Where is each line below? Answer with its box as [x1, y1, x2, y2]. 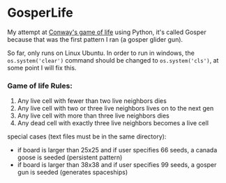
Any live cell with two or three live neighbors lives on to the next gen [17, 104, 214, 113]
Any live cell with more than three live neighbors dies [17, 111, 169, 120]
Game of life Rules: [7, 81, 73, 90]
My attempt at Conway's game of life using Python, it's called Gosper [7, 28, 207, 36]
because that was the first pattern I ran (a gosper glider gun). [7, 35, 183, 43]
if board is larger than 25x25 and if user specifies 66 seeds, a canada [17, 146, 218, 154]
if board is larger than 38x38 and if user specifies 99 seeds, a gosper [17, 161, 217, 169]
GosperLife [7, 5, 73, 21]
